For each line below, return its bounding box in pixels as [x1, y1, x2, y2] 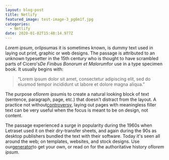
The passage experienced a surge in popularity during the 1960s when [5, 122, 152, 128]
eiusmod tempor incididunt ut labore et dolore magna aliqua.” [17, 81, 145, 87]
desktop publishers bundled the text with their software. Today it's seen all [5, 133, 160, 139]
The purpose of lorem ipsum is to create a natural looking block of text [5, 91, 149, 97]
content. [5, 113, 23, 119]
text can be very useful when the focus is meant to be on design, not [5, 107, 148, 113]
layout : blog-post [5, 7, 44, 13]
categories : [5, 21, 30, 27]
